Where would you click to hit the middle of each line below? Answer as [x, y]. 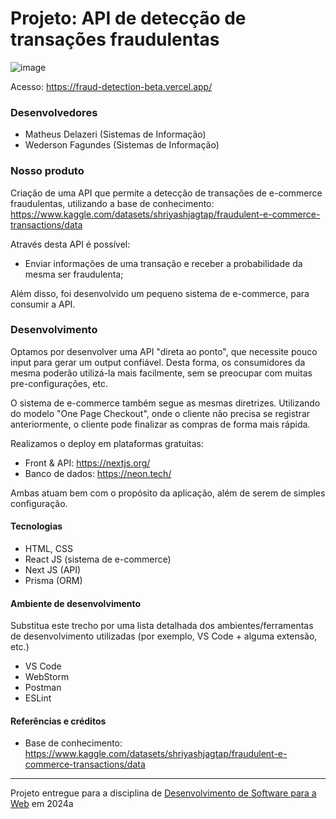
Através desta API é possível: [70, 244]
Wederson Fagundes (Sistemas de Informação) [122, 145]
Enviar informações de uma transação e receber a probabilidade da [163, 263]
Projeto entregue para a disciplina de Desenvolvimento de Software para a [163, 793]
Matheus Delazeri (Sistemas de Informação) [115, 134]
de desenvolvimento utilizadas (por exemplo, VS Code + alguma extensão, [164, 636]
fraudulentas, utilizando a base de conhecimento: [112, 203]
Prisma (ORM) [53, 581]
